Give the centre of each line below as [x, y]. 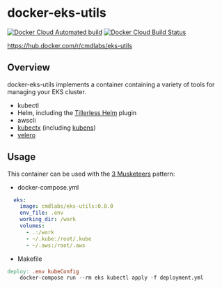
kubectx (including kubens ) [56, 128]
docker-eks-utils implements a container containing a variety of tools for [111, 84]
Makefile [30, 259]
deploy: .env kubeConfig [43, 271]
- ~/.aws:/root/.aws [55, 245]
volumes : [32, 226]
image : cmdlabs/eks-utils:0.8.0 [66, 206]
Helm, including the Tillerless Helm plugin [77, 112]
